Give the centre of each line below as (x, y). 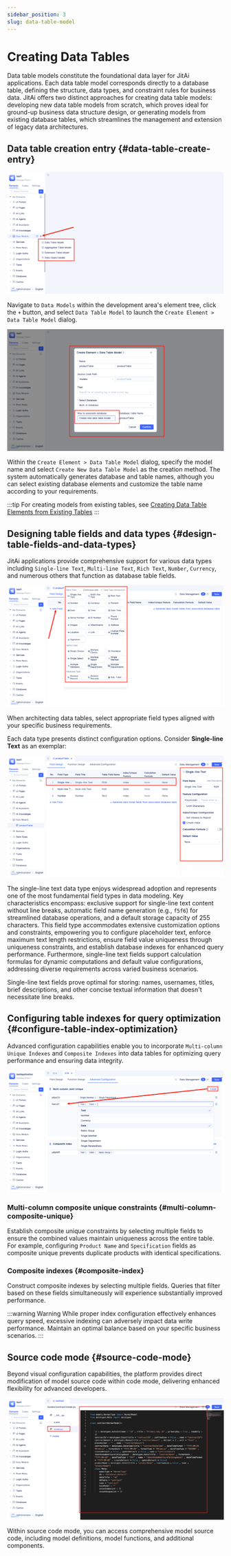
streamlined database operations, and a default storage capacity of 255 (109, 918)
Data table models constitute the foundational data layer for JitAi (98, 76)
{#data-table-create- (164, 148)
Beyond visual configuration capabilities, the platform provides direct (105, 1374)
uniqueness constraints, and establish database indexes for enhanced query (115, 947)
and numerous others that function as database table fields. (92, 576)
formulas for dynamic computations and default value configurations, (105, 962)
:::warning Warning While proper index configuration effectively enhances (112, 1314)
